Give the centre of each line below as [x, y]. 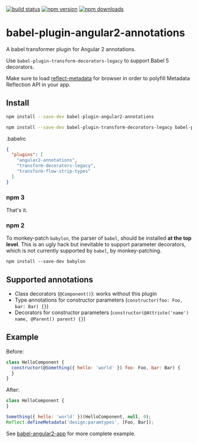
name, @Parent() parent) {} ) [50, 319]
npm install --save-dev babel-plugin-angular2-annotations [80, 117]
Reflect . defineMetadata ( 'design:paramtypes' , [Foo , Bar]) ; [80, 422]
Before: [15, 351]
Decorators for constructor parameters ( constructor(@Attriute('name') [102, 313]
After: [13, 390]
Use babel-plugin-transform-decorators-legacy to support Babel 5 [88, 60]
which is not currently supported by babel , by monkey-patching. [84, 251]
